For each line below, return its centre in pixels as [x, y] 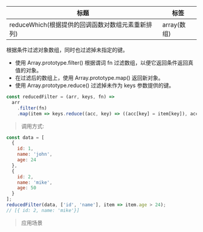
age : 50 [27, 188]
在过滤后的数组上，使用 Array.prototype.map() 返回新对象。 [89, 78]
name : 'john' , [35, 154]
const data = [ [25, 137]
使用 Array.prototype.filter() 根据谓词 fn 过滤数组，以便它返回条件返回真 [104, 63]
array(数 [174, 25]
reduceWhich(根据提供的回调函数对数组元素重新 [78, 25]
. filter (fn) [32, 108]
